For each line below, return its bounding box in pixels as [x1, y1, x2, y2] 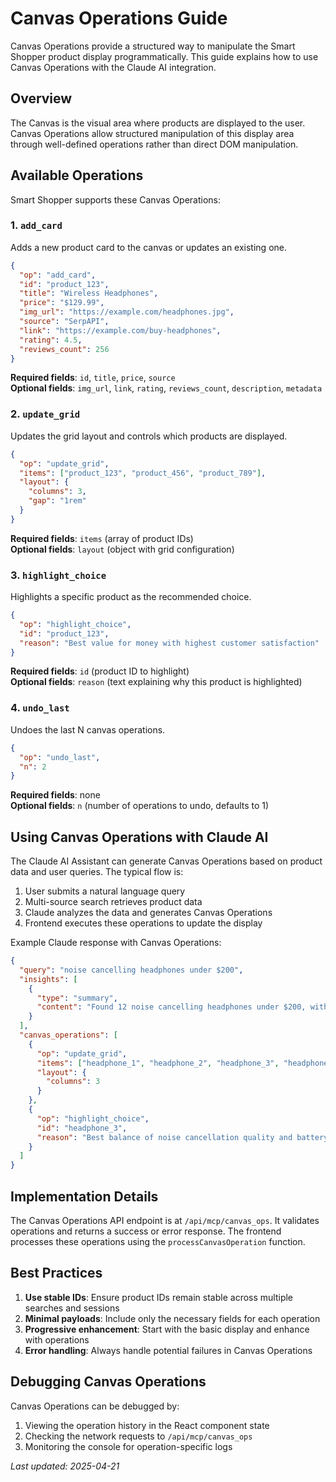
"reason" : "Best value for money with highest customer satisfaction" [19, 638, 320, 648]
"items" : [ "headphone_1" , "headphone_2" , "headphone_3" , [36, 1058, 280, 1068]
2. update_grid [10, 407, 81, 421]
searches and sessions [24, 1302, 120, 1314]
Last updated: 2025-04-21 [10, 1460, 120, 1472]
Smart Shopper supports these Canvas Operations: [10, 193, 222, 206]
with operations [24, 1333, 90, 1346]
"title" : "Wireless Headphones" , [19, 288, 159, 299]
